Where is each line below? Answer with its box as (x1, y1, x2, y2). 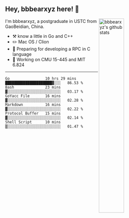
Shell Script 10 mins (5, 119, 61, 124)
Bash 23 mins (5, 85, 61, 90)
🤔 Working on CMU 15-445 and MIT (12, 56, 86, 62)
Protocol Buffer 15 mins (5, 110, 61, 116)
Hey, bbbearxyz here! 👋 (5, 5, 79, 13)
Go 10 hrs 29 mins (5, 76, 77, 81)
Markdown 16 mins (5, 102, 61, 107)
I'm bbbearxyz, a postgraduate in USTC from (5, 18, 97, 24)
